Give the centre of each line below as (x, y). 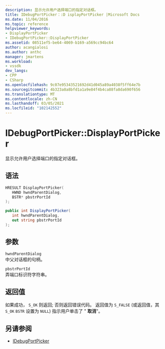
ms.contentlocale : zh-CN (31, 99)
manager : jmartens (24, 57)
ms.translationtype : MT (30, 94)
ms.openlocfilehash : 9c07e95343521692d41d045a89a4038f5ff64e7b (73, 85)
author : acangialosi (27, 47)
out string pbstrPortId (37, 220)
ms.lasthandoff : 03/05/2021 (35, 104)
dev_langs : (17, 71)
